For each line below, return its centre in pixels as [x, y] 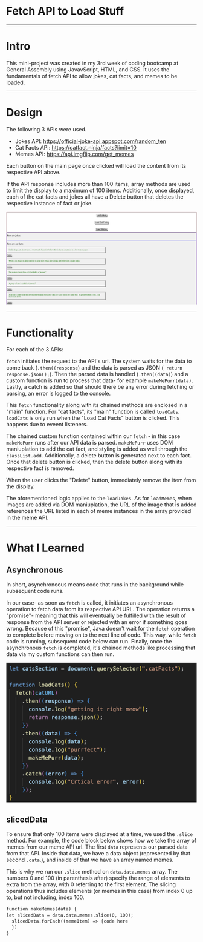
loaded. [16, 82]
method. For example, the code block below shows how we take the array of [101, 841]
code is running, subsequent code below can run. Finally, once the [89, 642]
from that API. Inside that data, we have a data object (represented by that [98, 854]
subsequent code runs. [35, 591]
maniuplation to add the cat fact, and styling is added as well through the [97, 449]
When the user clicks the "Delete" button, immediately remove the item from [101, 480]
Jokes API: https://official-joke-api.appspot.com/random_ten [90, 141]
